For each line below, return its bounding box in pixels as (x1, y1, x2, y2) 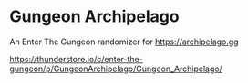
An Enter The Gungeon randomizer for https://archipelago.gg (9, 36, 239, 47)
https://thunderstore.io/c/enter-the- (9, 53, 143, 64)
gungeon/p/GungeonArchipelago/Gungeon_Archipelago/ (9, 63, 223, 74)
